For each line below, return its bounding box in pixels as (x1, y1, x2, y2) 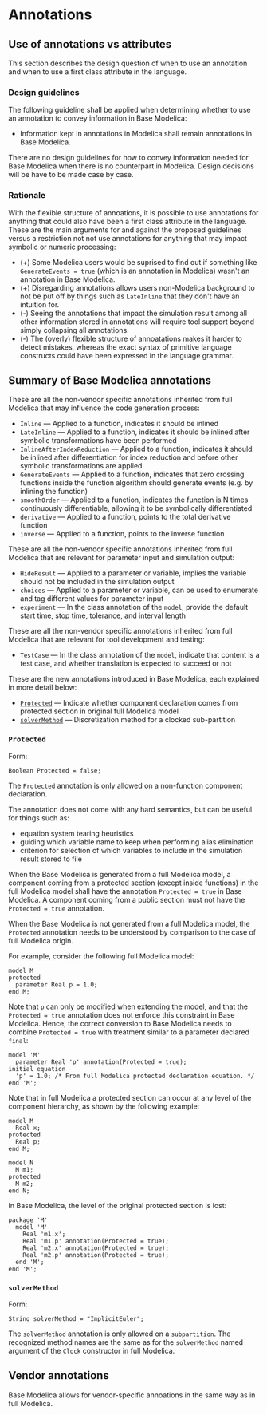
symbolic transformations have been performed (19, 436, 177, 445)
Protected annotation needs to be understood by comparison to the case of (8, 927, 257, 937)
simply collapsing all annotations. (19, 325, 129, 334)
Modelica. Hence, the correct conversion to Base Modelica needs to (8, 1018, 233, 1028)
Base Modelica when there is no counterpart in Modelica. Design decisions (8, 161, 255, 171)
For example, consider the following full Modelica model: (8, 951, 194, 961)
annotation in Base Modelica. (19, 274, 116, 284)
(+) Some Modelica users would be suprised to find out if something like (19, 257, 257, 267)
